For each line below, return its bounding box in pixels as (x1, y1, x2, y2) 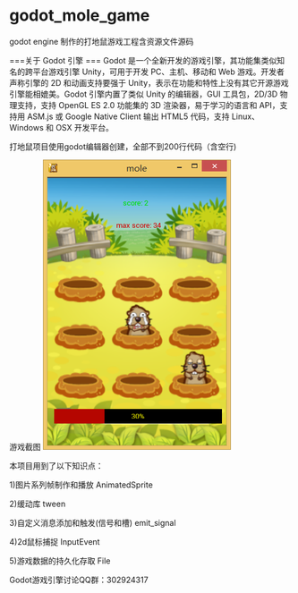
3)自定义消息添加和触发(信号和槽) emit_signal (9, 517, 176, 528)
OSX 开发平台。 (55, 122, 114, 132)
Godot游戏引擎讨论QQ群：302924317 (9, 574, 149, 585)
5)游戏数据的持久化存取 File (9, 555, 111, 566)
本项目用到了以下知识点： (9, 460, 104, 470)
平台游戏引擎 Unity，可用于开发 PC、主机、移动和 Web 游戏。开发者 (32, 66, 285, 77)
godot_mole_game (9, 5, 150, 26)
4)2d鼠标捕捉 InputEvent (9, 536, 100, 546)
